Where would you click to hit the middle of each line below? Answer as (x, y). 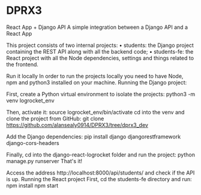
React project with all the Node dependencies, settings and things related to (100, 58)
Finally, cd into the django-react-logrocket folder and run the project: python (100, 155)
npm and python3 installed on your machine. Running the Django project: (97, 82)
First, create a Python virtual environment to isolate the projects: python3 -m (101, 94)
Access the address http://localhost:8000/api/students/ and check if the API (100, 173)
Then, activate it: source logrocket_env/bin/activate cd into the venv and (95, 112)
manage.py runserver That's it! (44, 161)
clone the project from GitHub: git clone (55, 119)
